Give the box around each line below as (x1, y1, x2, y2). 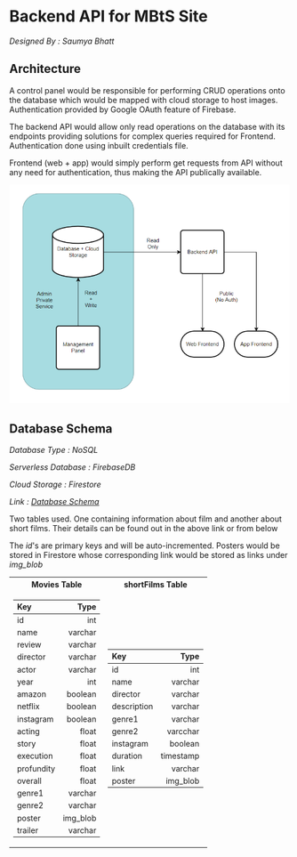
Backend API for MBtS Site (9, 6, 208, 27)
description (111, 701, 154, 712)
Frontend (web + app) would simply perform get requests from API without (9, 158, 283, 168)
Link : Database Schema (9, 497, 100, 507)
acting (17, 725, 40, 736)
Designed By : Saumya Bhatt (9, 36, 115, 46)
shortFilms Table (124, 578, 189, 589)
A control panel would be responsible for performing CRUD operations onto (9, 85, 286, 95)
